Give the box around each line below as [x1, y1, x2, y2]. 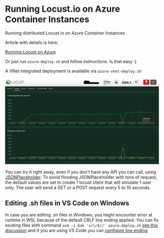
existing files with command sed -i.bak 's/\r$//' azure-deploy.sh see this [5, 222, 158, 228]
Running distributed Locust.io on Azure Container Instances [5, 30, 125, 36]
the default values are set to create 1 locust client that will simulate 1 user [5, 180, 152, 186]
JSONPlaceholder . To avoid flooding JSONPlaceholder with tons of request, [5, 174, 158, 180]
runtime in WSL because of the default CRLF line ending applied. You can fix [5, 217, 159, 223]
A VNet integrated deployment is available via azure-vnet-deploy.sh [5, 68, 142, 74]
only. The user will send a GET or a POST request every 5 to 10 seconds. [5, 185, 151, 190]
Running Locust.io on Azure [5, 3, 121, 15]
